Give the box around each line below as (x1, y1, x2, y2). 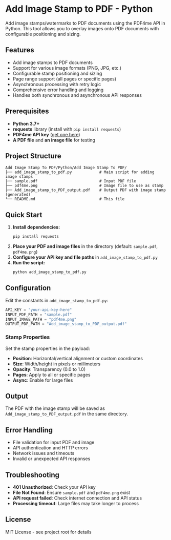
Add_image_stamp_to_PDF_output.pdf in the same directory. (5, 411, 129, 417)
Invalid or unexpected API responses (12, 455, 91, 462)
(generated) (5, 192, 31, 197)
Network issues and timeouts (12, 450, 75, 456)
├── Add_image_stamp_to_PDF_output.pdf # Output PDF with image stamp (5, 188, 166, 193)
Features (5, 46, 34, 54)
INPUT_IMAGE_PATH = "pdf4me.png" (5, 317, 77, 322)
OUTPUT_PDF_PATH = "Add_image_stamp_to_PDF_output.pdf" (5, 321, 127, 327)
